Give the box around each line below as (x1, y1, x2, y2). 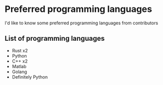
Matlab (12, 63, 27, 69)
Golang (12, 69, 27, 75)
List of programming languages (5, 34, 105, 43)
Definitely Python (12, 74, 48, 80)
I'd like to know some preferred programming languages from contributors (5, 20, 158, 26)
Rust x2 (12, 47, 28, 53)
